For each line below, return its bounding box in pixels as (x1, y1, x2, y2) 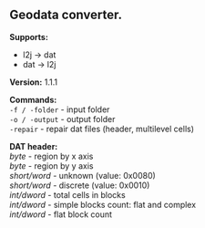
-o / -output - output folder (9, 113, 116, 124)
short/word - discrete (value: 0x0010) (9, 180, 150, 191)
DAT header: (9, 140, 58, 151)
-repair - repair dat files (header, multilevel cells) (9, 123, 194, 134)
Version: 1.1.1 (9, 77, 57, 88)
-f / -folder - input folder (9, 104, 110, 115)
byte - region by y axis (9, 160, 94, 171)
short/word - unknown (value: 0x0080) (9, 170, 157, 181)
